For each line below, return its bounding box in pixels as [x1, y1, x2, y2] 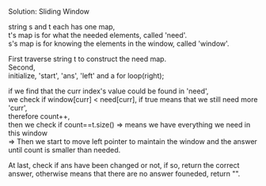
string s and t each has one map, [8, 22, 116, 31]
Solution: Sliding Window [8, 7, 89, 16]
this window [8, 128, 47, 138]
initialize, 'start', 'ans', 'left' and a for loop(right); [8, 71, 165, 80]
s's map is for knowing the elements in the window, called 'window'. [8, 39, 230, 48]
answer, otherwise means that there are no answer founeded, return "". [8, 169, 241, 178]
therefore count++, [8, 112, 70, 121]
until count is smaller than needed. [8, 146, 121, 154]
